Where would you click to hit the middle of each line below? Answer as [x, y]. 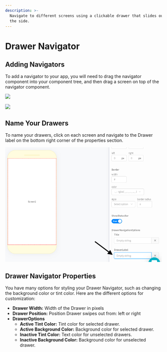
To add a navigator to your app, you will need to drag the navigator [73, 77]
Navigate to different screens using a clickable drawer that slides [83, 16]
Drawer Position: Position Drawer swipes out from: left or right [77, 313]
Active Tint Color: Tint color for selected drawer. [70, 324]
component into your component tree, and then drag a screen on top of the [82, 82]
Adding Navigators [35, 64]
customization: [20, 298]
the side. [20, 21]
